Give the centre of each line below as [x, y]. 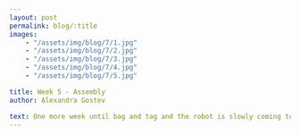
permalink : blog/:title [54, 26]
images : [24, 34]
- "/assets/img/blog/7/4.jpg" [82, 68]
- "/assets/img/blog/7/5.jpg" [82, 76]
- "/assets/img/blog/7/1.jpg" [82, 42]
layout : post [33, 17]
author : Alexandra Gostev [57, 100]
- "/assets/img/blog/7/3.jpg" [82, 59]
